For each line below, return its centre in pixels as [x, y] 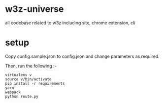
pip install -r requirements [35, 83]
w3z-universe [34, 9]
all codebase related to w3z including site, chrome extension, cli [70, 23]
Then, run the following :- [31, 66]
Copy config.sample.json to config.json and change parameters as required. [82, 56]
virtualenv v [18, 75]
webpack [13, 92]
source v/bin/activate [28, 79]
